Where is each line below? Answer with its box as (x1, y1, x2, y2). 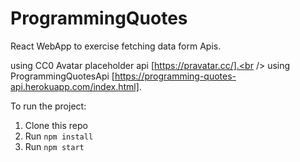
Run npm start (24, 140, 85, 152)
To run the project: (10, 100, 87, 112)
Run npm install (24, 130, 94, 142)
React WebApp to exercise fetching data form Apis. (10, 40, 222, 52)
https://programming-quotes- (114, 70, 237, 82)
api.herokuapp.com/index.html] (10, 80, 140, 92)
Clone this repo (24, 119, 88, 131)
